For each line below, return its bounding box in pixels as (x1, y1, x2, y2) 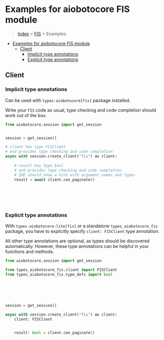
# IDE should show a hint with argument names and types (14, 172, 135, 177)
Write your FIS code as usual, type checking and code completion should (5, 107, 156, 113)
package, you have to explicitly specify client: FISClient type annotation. (5, 228, 160, 234)
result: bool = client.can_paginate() (14, 330, 95, 335)
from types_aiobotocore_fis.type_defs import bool (5, 272, 113, 277)
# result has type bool (14, 163, 64, 168)
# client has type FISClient (5, 144, 66, 150)
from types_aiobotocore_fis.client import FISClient (5, 267, 117, 272)
